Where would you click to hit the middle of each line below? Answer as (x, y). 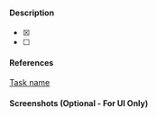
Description (32, 13)
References (32, 62)
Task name (30, 83)
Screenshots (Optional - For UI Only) (79, 103)
